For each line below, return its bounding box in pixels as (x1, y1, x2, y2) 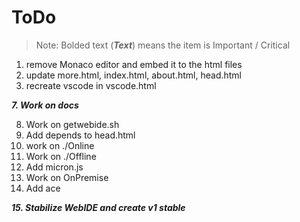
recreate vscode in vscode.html (25, 79, 157, 91)
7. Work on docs (11, 99, 79, 111)
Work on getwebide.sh (25, 118, 120, 130)
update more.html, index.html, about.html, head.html (25, 69, 242, 81)
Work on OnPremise (25, 171, 109, 183)
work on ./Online (25, 139, 95, 151)
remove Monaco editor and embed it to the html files (25, 58, 243, 70)
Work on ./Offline (25, 150, 97, 162)
